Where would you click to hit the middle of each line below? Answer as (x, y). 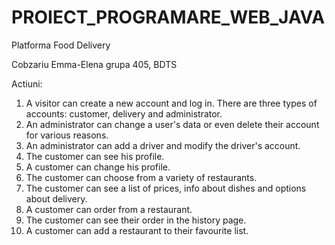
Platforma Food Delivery (61, 45)
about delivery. (56, 198)
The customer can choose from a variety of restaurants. (141, 177)
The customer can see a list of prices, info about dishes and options (166, 188)
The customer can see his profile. (95, 156)
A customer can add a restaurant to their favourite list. (137, 230)
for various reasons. (67, 135)
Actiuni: (27, 83)
